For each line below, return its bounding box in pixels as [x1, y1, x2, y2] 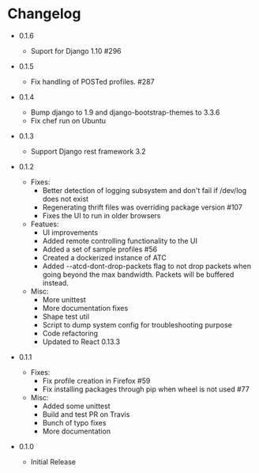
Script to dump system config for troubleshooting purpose [42, 320, 232, 329]
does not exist [42, 194, 88, 203]
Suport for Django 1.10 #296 [30, 46, 122, 55]
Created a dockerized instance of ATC [42, 252, 167, 262]
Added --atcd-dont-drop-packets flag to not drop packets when [42, 261, 252, 271]
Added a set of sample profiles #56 [42, 244, 158, 254]
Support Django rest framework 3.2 [30, 146, 147, 156]
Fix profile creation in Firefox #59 [42, 376, 151, 385]
